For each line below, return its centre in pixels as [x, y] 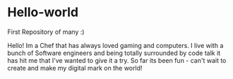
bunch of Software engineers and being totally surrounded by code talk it [114, 53]
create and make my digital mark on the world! [75, 68]
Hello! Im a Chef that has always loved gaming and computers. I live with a [115, 45]
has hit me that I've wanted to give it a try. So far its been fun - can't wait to [117, 60]
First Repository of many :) [46, 32]
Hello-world [43, 12]
